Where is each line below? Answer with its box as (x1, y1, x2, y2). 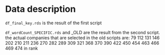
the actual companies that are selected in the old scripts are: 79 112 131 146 (5, 35, 160, 41)
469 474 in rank (5, 45, 38, 51)
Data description (5, 3, 76, 15)
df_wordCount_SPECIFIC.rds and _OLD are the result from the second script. (5, 29, 160, 35)
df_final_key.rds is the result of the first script (5, 20, 102, 26)
